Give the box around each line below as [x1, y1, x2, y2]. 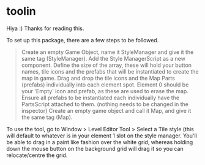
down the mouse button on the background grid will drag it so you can [6, 145, 184, 152]
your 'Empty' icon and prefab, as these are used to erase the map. [21, 87, 188, 94]
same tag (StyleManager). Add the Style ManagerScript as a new [21, 55, 185, 62]
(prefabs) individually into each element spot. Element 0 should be [21, 81, 189, 88]
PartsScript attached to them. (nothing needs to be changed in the [21, 100, 188, 108]
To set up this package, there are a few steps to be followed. [6, 36, 159, 44]
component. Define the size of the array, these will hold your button [21, 61, 192, 69]
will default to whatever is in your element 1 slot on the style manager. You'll [6, 132, 197, 139]
